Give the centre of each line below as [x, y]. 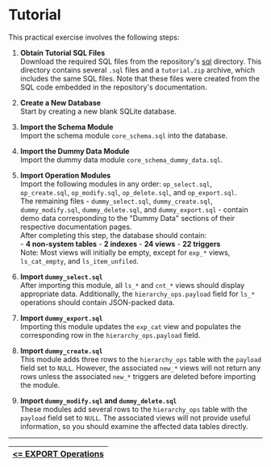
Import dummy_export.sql [61, 318]
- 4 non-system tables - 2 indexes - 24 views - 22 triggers [120, 244]
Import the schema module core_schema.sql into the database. [124, 136]
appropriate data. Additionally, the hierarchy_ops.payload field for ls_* [138, 294]
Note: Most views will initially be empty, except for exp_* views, [125, 252]
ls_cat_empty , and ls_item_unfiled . [79, 261]
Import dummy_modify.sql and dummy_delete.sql [98, 400]
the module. [40, 385]
